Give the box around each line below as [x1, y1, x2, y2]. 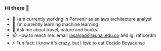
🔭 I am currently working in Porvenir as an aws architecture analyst [12, 16, 152, 22]
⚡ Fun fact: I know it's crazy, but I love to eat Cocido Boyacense [12, 40, 145, 46]
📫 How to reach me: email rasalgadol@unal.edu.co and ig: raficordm [12, 32, 156, 38]
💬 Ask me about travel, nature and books [12, 27, 97, 33]
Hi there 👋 [5, 5, 30, 12]
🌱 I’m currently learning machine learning [12, 21, 98, 27]
